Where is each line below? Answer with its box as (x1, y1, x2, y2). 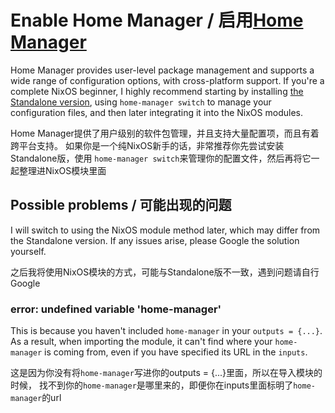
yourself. (10, 245, 47, 257)
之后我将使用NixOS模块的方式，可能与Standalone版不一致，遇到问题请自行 (10, 266, 320, 278)
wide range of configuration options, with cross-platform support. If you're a (10, 74, 325, 86)
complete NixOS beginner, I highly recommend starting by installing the (10, 85, 304, 97)
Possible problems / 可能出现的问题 (10, 197, 232, 214)
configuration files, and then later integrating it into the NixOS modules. (10, 106, 303, 118)
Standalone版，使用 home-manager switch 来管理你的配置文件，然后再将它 (10, 152, 312, 164)
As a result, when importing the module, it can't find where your (10, 336, 273, 348)
